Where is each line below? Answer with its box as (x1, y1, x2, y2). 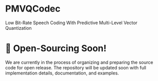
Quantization (5, 25, 32, 31)
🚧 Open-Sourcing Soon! (5, 43, 107, 54)
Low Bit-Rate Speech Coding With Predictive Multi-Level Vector (5, 20, 138, 26)
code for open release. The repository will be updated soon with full (5, 64, 146, 70)
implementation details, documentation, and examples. (5, 70, 119, 76)
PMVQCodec (5, 3, 61, 15)
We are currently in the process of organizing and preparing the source (5, 59, 153, 65)
